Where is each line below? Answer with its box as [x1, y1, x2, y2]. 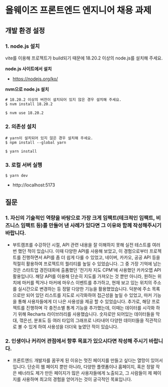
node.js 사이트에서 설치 [5, 66, 52, 72]
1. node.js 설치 [5, 42, 40, 49]
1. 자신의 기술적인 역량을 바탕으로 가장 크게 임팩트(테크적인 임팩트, [5, 214, 155, 221]
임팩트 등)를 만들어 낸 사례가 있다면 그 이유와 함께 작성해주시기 [21, 222, 162, 229]
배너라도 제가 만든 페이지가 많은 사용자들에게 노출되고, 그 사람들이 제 [18, 370, 152, 376]
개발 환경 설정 [5, 26, 45, 35]
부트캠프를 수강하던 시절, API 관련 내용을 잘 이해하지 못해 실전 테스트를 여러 [12, 242, 160, 248]
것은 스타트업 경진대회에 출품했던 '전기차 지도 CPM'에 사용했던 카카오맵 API [12, 267, 161, 273]
